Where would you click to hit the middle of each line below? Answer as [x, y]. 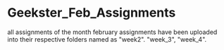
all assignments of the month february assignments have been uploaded [112, 32]
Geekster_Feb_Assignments [92, 13]
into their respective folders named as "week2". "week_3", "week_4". [107, 39]
